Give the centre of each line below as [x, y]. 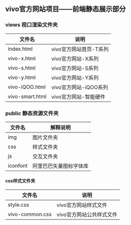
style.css [19, 205]
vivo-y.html [22, 77]
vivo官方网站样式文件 [82, 205]
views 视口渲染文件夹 [32, 25]
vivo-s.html [22, 68]
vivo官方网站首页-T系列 [80, 49]
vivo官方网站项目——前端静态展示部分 [65, 9]
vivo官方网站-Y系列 [75, 78]
